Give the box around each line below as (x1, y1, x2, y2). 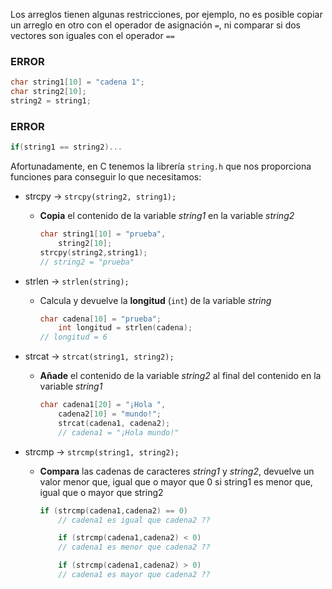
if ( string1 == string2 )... (10, 142, 123, 153)
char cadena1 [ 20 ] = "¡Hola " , (39, 400, 167, 410)
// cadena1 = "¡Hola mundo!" (58, 427, 180, 438)
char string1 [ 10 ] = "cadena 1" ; (10, 77, 145, 88)
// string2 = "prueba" (39, 257, 135, 267)
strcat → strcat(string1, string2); (24, 350, 175, 363)
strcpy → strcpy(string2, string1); (24, 190, 177, 203)
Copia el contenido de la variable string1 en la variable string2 (39, 210, 295, 222)
